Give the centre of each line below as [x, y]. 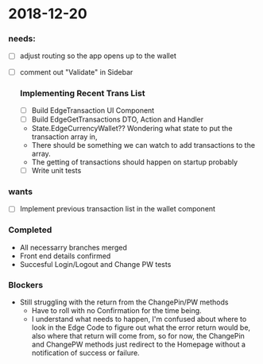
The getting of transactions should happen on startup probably [135, 162]
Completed [30, 230]
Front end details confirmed [65, 256]
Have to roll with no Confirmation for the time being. [116, 311]
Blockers [26, 285]
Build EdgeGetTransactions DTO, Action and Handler [118, 119]
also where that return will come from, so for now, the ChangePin [138, 336]
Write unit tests [56, 171]
